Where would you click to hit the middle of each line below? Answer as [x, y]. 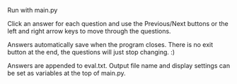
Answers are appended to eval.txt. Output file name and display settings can [119, 65]
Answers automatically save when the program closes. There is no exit [110, 44]
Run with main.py [33, 10]
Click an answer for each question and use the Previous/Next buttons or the [118, 23]
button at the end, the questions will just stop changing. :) [91, 52]
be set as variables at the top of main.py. [67, 73]
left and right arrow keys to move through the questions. [89, 31]
